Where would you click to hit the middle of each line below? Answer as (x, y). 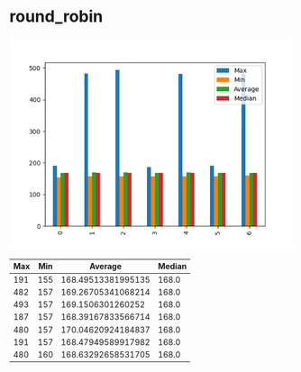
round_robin (56, 17)
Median (172, 267)
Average (105, 267)
